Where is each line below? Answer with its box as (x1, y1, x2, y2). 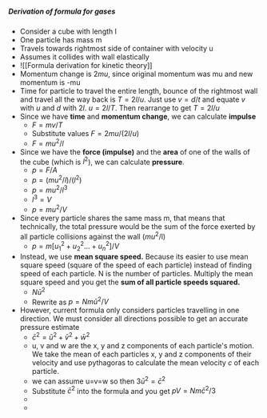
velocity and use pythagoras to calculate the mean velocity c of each (31, 357, 260, 368)
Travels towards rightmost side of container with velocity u (19, 43, 213, 53)
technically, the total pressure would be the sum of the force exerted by (19, 221, 256, 231)
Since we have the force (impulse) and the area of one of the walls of (19, 147, 250, 156)
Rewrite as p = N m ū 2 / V (31, 295, 110, 307)
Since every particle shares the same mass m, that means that (19, 213, 225, 223)
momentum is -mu (19, 77, 81, 87)
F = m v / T (31, 120, 63, 130)
